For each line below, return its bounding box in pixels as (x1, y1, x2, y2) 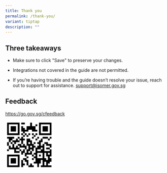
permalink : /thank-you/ (5, 13, 56, 19)
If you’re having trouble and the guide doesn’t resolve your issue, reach (12, 77, 162, 83)
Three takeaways (5, 44, 61, 52)
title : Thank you (5, 8, 42, 13)
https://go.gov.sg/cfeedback (5, 110, 65, 117)
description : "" (5, 24, 40, 30)
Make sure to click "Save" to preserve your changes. (12, 57, 123, 64)
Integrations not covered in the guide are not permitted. (12, 67, 129, 73)
